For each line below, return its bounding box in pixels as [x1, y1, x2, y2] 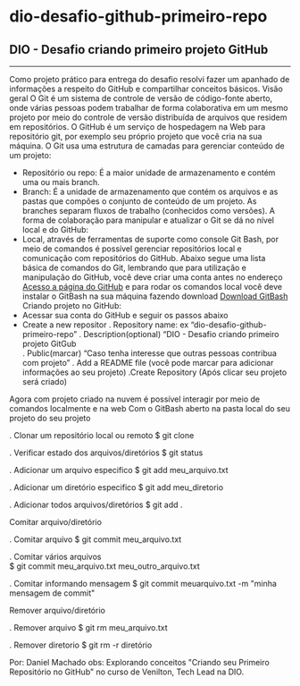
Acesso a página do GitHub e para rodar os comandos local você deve [21, 282, 283, 292]
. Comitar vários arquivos [9, 552, 102, 562]
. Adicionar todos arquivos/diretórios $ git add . [9, 499, 183, 510]
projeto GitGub [21, 338, 77, 349]
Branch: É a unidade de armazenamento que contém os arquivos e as [21, 186, 279, 197]
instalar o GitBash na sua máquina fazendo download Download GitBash [21, 291, 288, 301]
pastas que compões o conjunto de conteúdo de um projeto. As [21, 196, 257, 207]
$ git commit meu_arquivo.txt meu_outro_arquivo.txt [9, 561, 200, 572]
